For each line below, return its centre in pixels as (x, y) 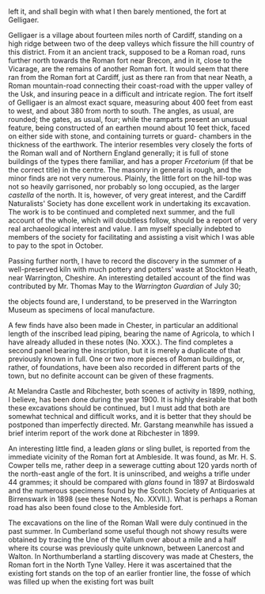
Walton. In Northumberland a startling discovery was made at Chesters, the (131, 556)
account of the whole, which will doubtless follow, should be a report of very (133, 220)
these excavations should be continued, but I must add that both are (119, 408)
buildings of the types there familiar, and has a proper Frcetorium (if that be (131, 161)
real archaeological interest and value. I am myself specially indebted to (125, 228)
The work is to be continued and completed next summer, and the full (121, 212)
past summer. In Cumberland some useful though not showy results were (128, 531)
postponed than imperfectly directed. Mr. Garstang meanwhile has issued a (131, 425)
